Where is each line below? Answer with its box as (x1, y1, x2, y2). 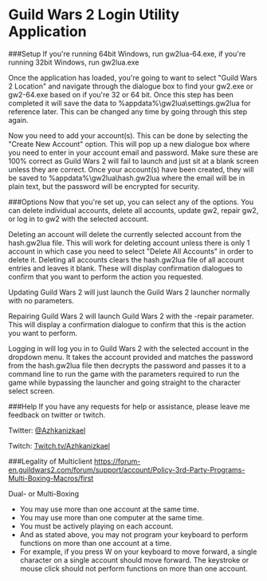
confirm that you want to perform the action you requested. (8, 271, 203, 281)
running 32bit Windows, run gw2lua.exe (8, 57, 139, 67)
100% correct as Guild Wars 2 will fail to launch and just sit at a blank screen (8, 156, 259, 165)
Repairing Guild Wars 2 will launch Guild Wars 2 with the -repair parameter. (8, 311, 254, 321)
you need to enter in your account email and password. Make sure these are (8, 148, 259, 157)
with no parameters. (8, 295, 74, 305)
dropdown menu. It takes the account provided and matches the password (8, 352, 253, 362)
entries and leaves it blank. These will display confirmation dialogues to (8, 263, 243, 273)
